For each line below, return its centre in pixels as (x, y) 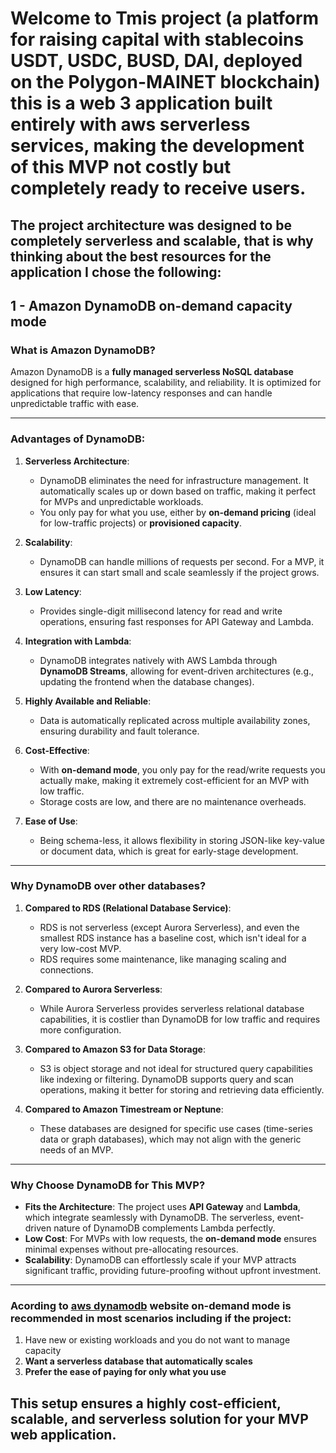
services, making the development (157, 146)
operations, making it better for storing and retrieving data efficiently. (182, 1089)
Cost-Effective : (57, 750)
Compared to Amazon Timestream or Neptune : (124, 1109)
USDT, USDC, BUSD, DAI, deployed (156, 61)
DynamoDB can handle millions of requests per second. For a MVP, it (182, 561)
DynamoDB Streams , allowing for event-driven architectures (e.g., (177, 671)
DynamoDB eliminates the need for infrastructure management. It (174, 480)
